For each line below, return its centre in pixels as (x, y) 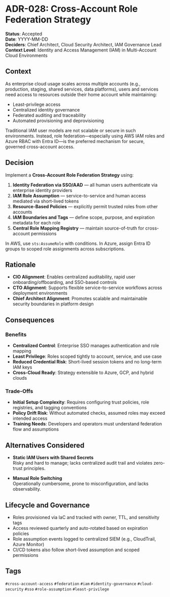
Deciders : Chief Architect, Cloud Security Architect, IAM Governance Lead (83, 44)
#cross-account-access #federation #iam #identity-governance (71, 584)
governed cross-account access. (40, 147)
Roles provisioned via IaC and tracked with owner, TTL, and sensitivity (86, 517)
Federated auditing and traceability (49, 115)
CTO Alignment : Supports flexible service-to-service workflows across (87, 288)
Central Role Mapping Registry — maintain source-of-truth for (78, 228)
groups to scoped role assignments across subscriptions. (65, 249)
